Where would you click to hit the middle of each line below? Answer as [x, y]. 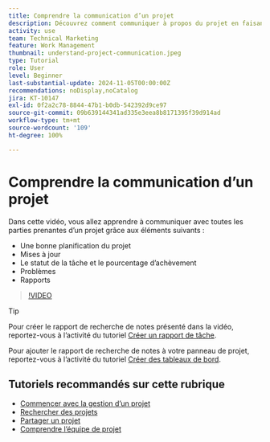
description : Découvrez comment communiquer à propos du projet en [124, 23]
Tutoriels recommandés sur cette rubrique [117, 384]
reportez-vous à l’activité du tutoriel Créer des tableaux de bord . [115, 359]
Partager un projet [50, 421]
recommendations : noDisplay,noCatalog [73, 90]
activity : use [32, 31]
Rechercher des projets [59, 412]
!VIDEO [40, 295]
